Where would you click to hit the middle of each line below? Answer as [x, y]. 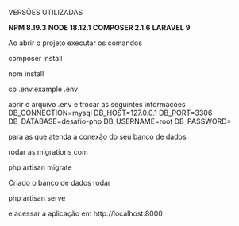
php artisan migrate [40, 167]
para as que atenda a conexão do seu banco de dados [97, 136]
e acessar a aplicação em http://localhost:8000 [85, 213]
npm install [26, 74]
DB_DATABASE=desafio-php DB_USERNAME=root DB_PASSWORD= [120, 121]
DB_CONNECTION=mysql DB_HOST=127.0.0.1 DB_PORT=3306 [110, 113]
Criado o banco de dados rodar [60, 183]
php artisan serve [37, 198]
